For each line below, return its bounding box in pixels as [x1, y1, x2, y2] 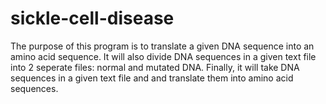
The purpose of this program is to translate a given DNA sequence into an [10, 40, 315, 52]
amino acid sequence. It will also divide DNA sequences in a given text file [10, 50, 317, 62]
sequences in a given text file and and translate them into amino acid [10, 72, 294, 84]
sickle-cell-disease [10, 7, 175, 30]
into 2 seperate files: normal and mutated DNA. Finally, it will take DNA [10, 61, 300, 73]
